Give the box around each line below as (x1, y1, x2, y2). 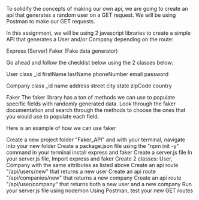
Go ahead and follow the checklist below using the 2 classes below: (6, 59, 174, 66)
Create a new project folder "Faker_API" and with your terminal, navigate (6, 136, 186, 143)
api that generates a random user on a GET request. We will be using (6, 11, 176, 19)
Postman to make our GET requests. (6, 18, 96, 25)
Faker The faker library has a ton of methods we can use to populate (6, 94, 176, 101)
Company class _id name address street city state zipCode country (6, 82, 172, 89)
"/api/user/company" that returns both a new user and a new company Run (6, 181, 192, 187)
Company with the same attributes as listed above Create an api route (6, 162, 179, 168)
